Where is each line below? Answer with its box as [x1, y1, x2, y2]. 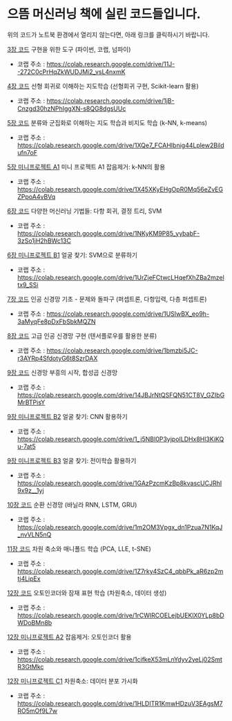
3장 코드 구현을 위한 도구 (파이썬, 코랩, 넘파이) [7, 45, 131, 53]
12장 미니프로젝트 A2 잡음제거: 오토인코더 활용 [7, 633, 132, 641]
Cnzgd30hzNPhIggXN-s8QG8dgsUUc [17, 104, 126, 113]
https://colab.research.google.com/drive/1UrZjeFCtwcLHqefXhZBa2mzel [17, 273, 224, 281]
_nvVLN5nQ [17, 530, 52, 539]
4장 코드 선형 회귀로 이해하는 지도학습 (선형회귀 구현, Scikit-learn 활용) [7, 82, 199, 90]
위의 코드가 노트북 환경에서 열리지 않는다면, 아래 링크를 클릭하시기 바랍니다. [7, 30, 210, 39]
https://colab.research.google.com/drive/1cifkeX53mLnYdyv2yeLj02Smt [17, 655, 223, 664]
